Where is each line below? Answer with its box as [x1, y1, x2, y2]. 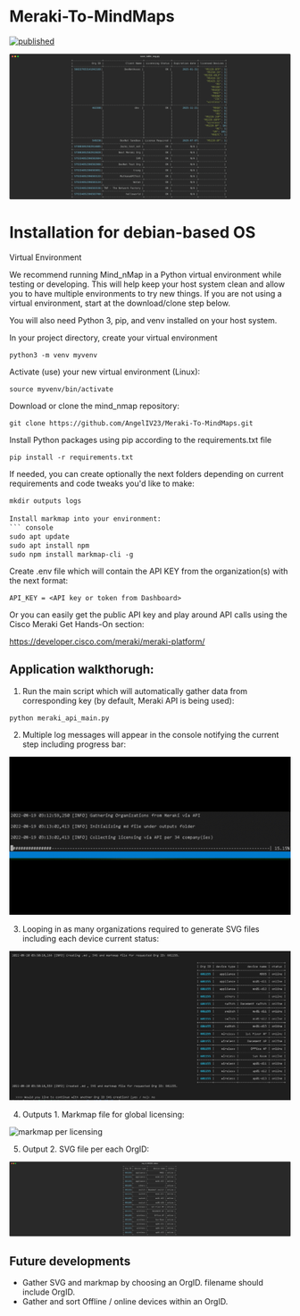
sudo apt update [9, 532, 70, 541]
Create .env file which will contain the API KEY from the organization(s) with [9, 566, 288, 576]
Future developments [9, 1253, 131, 1270]
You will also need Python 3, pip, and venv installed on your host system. [9, 314, 278, 325]
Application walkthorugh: [9, 662, 154, 677]
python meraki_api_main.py [9, 713, 110, 723]
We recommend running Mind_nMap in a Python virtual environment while [9, 269, 282, 280]
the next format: [9, 574, 69, 586]
